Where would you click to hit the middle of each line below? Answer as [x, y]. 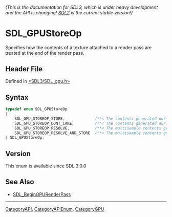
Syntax [17, 97]
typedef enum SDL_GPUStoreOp [36, 109]
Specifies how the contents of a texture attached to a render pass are [79, 47]
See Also [20, 182]
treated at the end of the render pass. [45, 53]
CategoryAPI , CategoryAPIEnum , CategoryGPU [55, 209]
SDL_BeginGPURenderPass [42, 194]
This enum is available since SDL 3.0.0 [46, 166]
